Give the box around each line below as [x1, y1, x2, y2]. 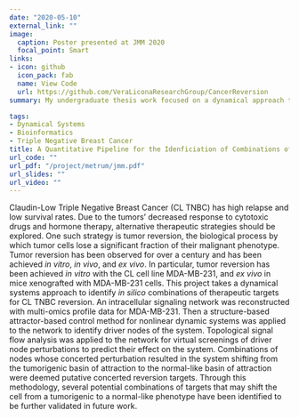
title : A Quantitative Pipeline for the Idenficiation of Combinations [9, 145, 280, 154]
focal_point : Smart [17, 46, 90, 55]
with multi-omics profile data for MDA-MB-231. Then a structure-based [9, 306, 270, 317]
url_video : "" [9, 178, 62, 187]
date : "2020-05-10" [9, 12, 82, 22]
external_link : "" [9, 21, 77, 30]
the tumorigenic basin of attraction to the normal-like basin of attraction [9, 363, 272, 374]
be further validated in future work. [9, 401, 138, 412]
